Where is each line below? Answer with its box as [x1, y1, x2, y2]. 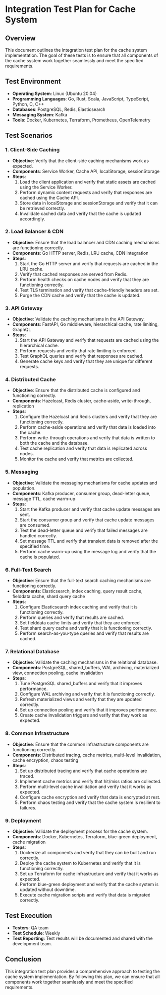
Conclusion [5, 955, 42, 964]
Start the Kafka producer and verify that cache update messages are [19, 506, 161, 512]
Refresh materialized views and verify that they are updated [19, 696, 142, 702]
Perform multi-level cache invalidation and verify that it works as [19, 784, 152, 790]
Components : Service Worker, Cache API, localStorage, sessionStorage [12, 168, 160, 174]
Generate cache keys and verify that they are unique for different [19, 358, 153, 364]
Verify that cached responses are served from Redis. [19, 271, 128, 277]
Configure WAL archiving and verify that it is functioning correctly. [19, 691, 155, 697]
